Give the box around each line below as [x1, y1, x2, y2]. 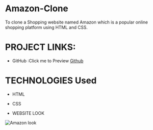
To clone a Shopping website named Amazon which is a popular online [5, 19, 148, 25]
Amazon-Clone [5, 3, 69, 14]
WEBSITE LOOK [12, 110, 45, 116]
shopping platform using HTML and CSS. [5, 24, 88, 30]
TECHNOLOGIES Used [5, 75, 97, 86]
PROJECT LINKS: [5, 42, 76, 53]
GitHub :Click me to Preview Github [12, 57, 84, 64]
